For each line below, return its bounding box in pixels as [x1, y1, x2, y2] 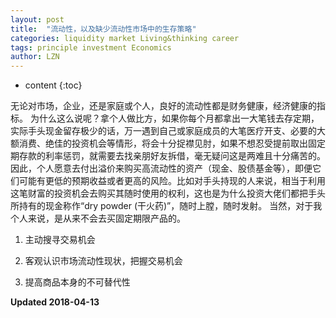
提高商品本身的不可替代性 [24, 276, 131, 288]
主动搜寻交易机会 [24, 234, 96, 246]
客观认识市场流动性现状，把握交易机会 [24, 255, 183, 267]
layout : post [10, 14, 65, 25]
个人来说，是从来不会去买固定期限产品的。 [10, 212, 186, 225]
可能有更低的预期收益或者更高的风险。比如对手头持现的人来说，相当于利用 [18, 175, 326, 187]
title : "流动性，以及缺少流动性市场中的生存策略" [10, 24, 197, 34]
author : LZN [10, 52, 60, 62]
